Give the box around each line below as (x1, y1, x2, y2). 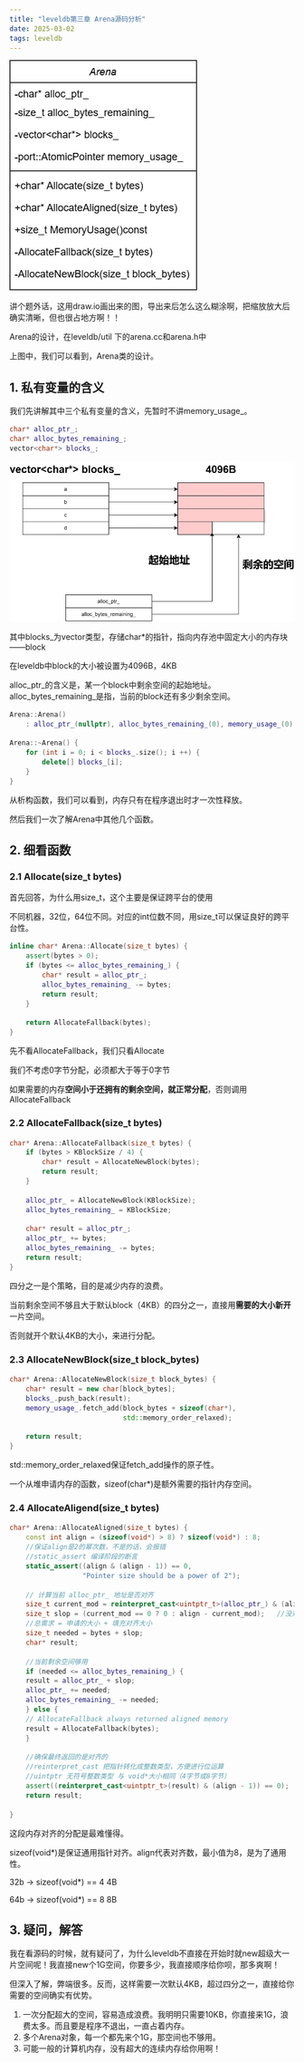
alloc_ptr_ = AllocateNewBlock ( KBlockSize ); (25, 1196, 196, 1205)
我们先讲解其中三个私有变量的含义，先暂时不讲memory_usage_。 (9, 406, 252, 417)
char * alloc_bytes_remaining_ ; (9, 435, 128, 444)
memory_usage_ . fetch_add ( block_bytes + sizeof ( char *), (25, 1403, 237, 1412)
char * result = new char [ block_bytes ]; (25, 1384, 176, 1393)
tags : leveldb (9, 34, 63, 43)
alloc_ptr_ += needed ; (25, 1686, 111, 1695)
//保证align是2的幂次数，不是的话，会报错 (25, 1543, 166, 1552)
